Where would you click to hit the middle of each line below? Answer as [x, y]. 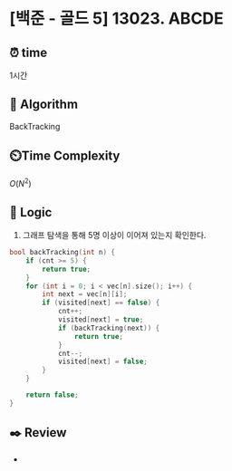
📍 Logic [31, 212]
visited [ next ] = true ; [101, 320]
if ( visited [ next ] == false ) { [101, 303]
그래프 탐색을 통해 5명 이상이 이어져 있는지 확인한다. [114, 235]
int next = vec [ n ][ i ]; [85, 294]
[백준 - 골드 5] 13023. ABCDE [116, 19]
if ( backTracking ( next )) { [109, 328]
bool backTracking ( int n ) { [63, 253]
